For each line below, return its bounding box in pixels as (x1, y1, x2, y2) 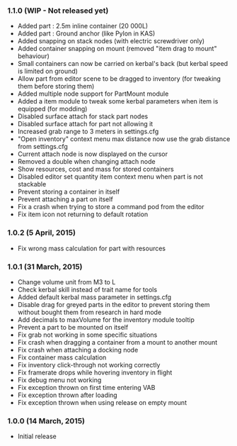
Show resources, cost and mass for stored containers (17, 165, 175, 174)
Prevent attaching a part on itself (17, 195, 113, 204)
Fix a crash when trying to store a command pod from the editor (17, 203, 204, 211)
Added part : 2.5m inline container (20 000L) (17, 22, 149, 30)
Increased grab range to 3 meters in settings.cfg (17, 127, 159, 136)
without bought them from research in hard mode (17, 308, 162, 316)
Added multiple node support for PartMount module (17, 89, 169, 98)
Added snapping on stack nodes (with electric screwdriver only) (17, 37, 205, 45)
